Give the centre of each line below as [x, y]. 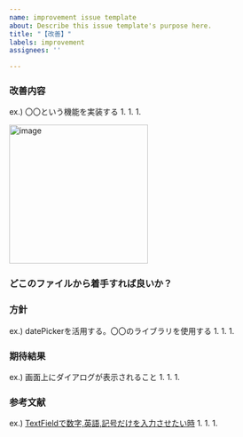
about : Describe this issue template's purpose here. [111, 26]
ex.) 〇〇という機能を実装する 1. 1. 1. [75, 112]
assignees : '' [35, 51]
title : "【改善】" [41, 34]
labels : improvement [47, 42]
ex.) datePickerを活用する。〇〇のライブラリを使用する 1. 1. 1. [122, 330]
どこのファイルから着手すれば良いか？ [91, 283]
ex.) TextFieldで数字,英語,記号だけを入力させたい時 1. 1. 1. [114, 424]
